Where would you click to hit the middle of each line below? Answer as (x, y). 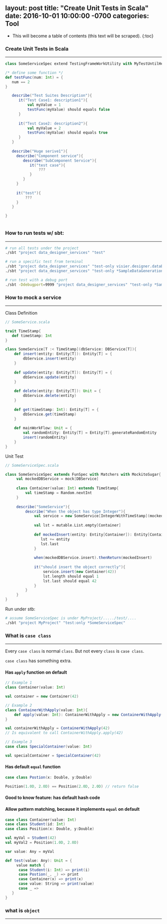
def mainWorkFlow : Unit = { (43, 428)
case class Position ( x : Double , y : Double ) (50, 829)
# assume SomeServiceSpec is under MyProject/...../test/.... (71, 618)
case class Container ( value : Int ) (41, 820)
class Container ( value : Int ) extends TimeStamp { (68, 488)
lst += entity (55, 539)
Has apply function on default (36, 672)
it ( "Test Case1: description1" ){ (53, 100)
